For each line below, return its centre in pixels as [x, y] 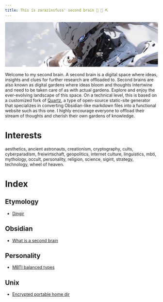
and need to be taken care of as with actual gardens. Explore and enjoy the [80, 90]
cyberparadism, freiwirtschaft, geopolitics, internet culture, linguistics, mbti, [81, 154]
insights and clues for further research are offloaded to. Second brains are [79, 80]
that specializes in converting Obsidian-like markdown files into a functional [81, 105]
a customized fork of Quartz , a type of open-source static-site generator [78, 100]
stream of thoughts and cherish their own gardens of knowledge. [70, 116]
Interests [24, 135]
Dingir [18, 213]
